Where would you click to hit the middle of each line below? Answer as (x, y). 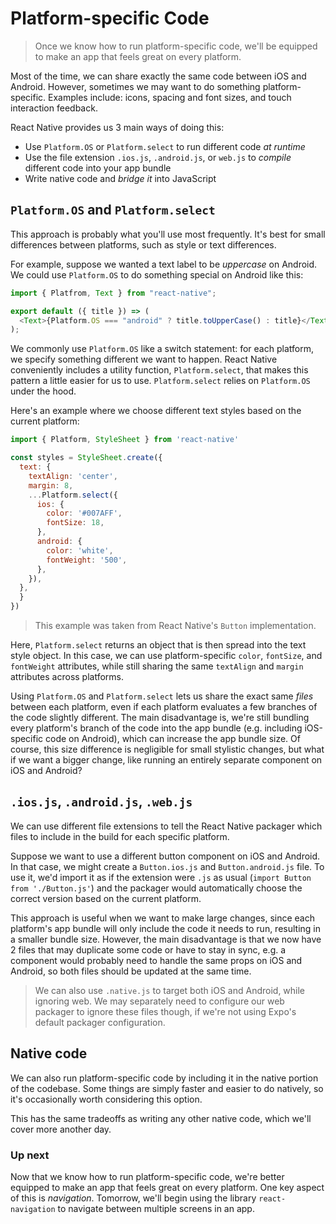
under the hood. (43, 391)
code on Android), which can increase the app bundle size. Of (173, 738)
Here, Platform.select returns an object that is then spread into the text (158, 645)
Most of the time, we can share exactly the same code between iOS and (158, 76)
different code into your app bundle (98, 168)
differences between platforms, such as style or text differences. (143, 244)
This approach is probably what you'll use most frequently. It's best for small (168, 234)
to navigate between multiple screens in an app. (156, 1208)
